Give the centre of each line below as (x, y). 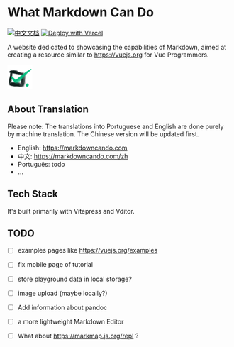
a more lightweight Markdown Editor (71, 321)
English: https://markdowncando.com (72, 148)
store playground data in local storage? (75, 279)
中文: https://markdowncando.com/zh (73, 156)
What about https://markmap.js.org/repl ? (78, 336)
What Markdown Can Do (81, 12)
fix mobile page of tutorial (55, 265)
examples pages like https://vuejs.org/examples (88, 250)
